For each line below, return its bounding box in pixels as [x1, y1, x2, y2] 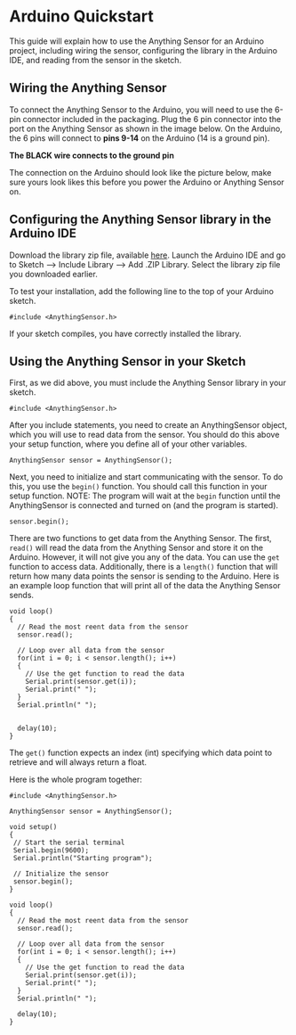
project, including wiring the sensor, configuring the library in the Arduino [9, 45, 278, 55]
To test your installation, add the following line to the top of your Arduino [9, 285, 274, 296]
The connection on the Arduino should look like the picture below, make [9, 167, 272, 177]
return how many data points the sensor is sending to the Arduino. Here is [9, 571, 280, 581]
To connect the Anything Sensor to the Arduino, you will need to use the [9, 104, 273, 115]
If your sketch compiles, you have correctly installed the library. [9, 328, 242, 339]
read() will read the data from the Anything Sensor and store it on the [9, 542, 264, 554]
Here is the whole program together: [9, 774, 142, 785]
